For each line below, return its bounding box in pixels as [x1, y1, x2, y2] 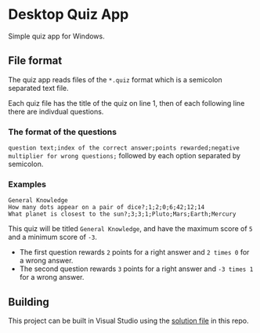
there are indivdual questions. [8, 107, 104, 116]
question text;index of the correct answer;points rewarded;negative [8, 144, 240, 152]
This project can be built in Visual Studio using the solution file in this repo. [8, 316, 249, 326]
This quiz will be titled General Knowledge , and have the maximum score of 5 [8, 224, 253, 233]
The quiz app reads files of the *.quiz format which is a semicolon [8, 74, 222, 84]
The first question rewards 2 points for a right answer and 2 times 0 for [19, 248, 250, 257]
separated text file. [8, 83, 69, 92]
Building [8, 295, 49, 309]
